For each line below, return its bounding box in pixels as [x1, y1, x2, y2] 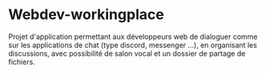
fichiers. [8, 57, 36, 67]
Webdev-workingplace [8, 6, 164, 24]
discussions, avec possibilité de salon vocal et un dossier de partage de [8, 48, 246, 58]
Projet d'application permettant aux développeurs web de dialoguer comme [8, 32, 258, 41]
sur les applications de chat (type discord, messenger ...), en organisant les [8, 40, 258, 49]
